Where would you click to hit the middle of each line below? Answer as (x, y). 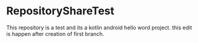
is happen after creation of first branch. (55, 33)
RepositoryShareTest (61, 11)
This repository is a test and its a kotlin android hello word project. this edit (99, 27)
